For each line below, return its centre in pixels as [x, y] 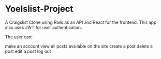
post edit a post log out [28, 51]
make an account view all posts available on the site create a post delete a [79, 46]
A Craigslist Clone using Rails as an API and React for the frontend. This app [81, 22]
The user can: [19, 37]
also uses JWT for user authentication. [44, 27]
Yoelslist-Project [39, 9]
